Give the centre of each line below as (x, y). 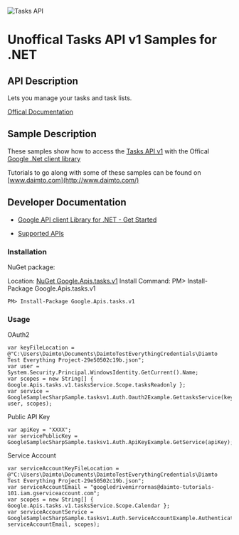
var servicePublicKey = (43, 436)
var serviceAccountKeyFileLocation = (63, 469)
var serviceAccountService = (51, 512)
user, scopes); (30, 404)
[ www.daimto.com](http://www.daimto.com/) (73, 180)
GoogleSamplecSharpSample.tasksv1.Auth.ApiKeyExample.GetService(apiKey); (121, 443)
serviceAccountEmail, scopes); (54, 525)
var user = (23, 367)
